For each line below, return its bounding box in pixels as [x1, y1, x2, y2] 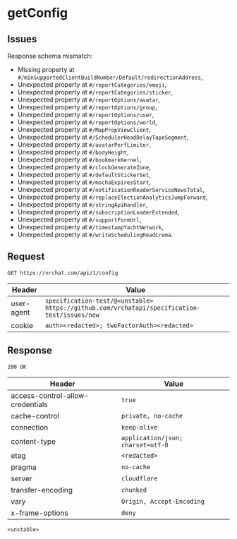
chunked [121, 485, 147, 494]
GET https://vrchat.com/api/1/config [7, 269, 119, 277]
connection [11, 422, 49, 432]
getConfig [7, 5, 68, 21]
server [11, 473, 33, 483]
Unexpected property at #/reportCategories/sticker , [17, 88, 174, 96]
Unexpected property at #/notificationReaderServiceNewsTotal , [17, 186, 205, 193]
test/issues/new [44, 310, 100, 319]
